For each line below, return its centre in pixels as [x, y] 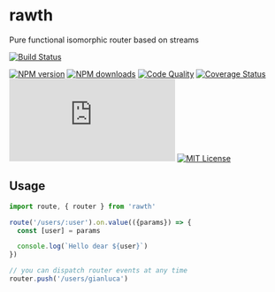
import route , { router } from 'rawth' [83, 206]
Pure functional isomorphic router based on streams [104, 40]
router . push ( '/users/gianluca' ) [69, 279]
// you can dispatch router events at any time [99, 271]
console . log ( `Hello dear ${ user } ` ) [83, 247]
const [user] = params [59, 230]
